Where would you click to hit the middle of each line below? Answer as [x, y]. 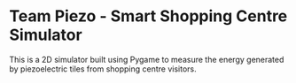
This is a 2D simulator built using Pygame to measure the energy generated [147, 59]
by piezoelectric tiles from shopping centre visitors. [103, 69]
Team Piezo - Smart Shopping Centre [148, 16]
